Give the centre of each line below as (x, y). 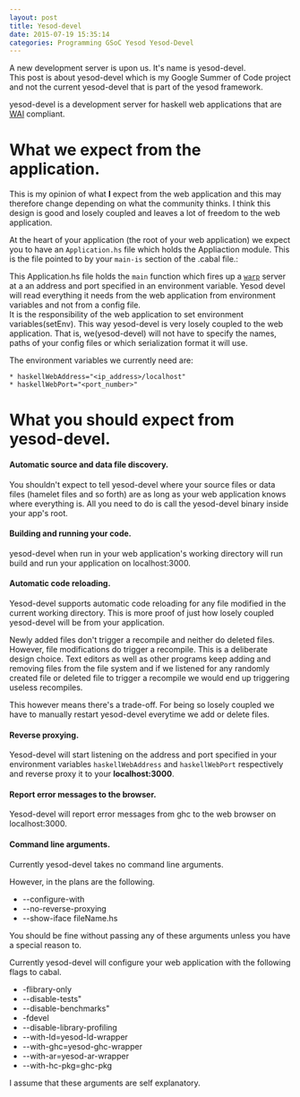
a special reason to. (46, 945)
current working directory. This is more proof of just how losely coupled (142, 613)
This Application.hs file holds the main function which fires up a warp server (148, 276)
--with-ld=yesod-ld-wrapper (75, 1037)
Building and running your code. (70, 533)
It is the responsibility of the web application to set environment (127, 315)
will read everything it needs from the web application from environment (142, 296)
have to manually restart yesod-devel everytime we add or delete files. (140, 714)
